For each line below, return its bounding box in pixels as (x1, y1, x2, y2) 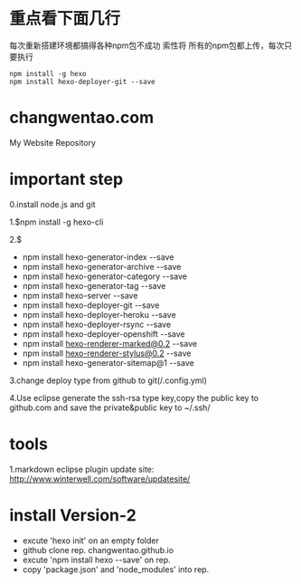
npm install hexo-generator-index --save (22, 251, 174, 263)
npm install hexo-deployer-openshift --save (22, 328, 185, 340)
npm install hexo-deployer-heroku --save (22, 309, 176, 320)
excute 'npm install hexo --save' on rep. (22, 554, 172, 565)
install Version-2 (9, 504, 137, 525)
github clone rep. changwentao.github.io (22, 544, 174, 555)
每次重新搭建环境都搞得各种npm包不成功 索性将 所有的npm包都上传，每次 (9, 40, 285, 51)
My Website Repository (9, 137, 97, 148)
